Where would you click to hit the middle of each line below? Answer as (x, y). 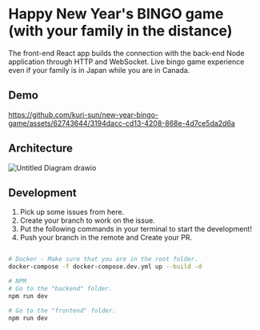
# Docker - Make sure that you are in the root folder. (103, 260)
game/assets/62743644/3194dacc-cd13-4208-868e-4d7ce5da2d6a (122, 123)
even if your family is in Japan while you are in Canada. (99, 70)
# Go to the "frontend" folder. (62, 310)
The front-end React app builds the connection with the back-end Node (126, 53)
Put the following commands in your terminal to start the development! (136, 229)
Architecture (41, 149)
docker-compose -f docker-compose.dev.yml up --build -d (105, 267)
